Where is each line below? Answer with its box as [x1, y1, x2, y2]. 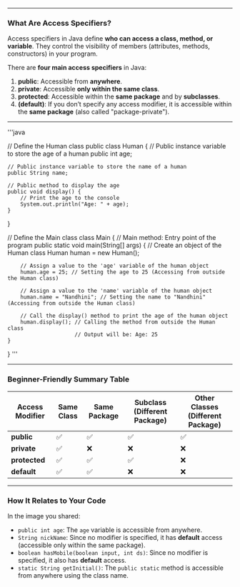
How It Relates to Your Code [7, 496, 106, 506]
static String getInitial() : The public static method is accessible [17, 563, 224, 572]
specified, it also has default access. [17, 556, 127, 564]
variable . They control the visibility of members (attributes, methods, [7, 42, 211, 51]
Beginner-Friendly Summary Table [7, 374, 130, 384]
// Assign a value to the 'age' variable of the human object [20, 262, 209, 270]
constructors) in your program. [7, 49, 98, 58]
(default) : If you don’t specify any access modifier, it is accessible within [17, 100, 232, 109]
